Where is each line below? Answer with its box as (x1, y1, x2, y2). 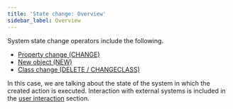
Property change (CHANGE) (17, 50, 101, 59)
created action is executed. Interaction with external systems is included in (7, 86, 226, 95)
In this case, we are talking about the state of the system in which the (7, 79, 211, 87)
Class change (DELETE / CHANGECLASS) (17, 65, 140, 74)
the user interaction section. (7, 93, 90, 103)
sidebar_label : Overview (7, 17, 81, 24)
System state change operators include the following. (7, 36, 164, 45)
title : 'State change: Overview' (7, 10, 107, 18)
